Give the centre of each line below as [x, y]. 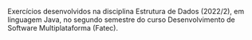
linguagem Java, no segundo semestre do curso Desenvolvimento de [122, 20]
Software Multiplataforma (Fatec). [63, 28]
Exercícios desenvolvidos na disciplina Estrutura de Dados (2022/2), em [126, 11]
